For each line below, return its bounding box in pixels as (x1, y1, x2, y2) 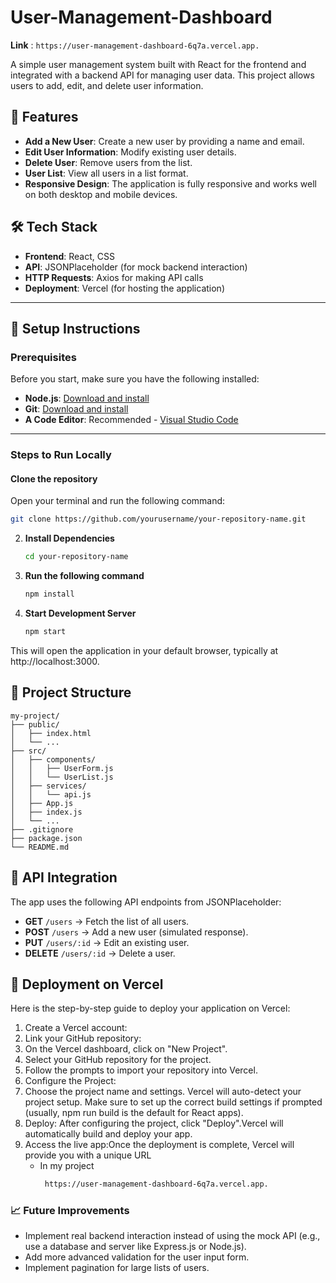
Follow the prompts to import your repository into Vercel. (24, 1064, 258, 1076)
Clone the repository (10, 472, 98, 485)
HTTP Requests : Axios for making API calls (24, 271, 204, 283)
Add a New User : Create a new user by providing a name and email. (24, 135, 305, 147)
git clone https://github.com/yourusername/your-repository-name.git (10, 514, 307, 525)
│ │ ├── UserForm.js (10, 763, 114, 773)
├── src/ (10, 746, 47, 756)
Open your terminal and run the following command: (10, 495, 226, 507)
